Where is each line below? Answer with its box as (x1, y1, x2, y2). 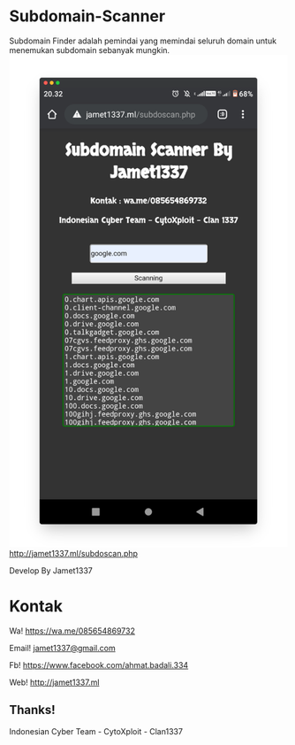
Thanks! (9, 703, 56, 718)
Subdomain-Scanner (9, 6, 166, 27)
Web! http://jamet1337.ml (9, 677, 100, 687)
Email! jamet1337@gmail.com (9, 642, 117, 653)
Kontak (9, 595, 64, 616)
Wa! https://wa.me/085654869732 (9, 626, 135, 636)
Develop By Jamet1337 (9, 565, 93, 576)
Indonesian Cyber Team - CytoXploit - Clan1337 (9, 726, 184, 736)
